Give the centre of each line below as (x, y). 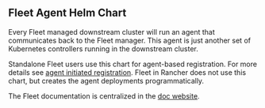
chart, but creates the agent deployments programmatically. (106, 80)
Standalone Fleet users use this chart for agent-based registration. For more (133, 64)
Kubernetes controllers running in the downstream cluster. (103, 48)
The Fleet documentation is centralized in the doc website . (104, 96)
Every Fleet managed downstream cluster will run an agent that (112, 32)
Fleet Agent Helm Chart (67, 13)
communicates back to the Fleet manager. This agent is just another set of (130, 40)
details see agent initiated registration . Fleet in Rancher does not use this (127, 72)
